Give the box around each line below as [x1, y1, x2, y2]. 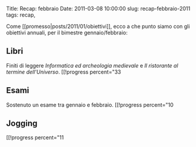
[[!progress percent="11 [6, 134, 64, 141]
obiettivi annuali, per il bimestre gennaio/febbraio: [6, 29, 128, 36]
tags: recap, [6, 11, 36, 18]
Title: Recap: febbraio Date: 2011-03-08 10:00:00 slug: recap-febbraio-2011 [6, 5, 191, 12]
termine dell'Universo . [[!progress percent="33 [6, 68, 121, 75]
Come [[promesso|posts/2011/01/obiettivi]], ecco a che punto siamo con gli [6, 23, 190, 30]
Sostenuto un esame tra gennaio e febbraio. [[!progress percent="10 [6, 101, 174, 108]
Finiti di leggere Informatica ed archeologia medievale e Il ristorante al [6, 62, 178, 69]
